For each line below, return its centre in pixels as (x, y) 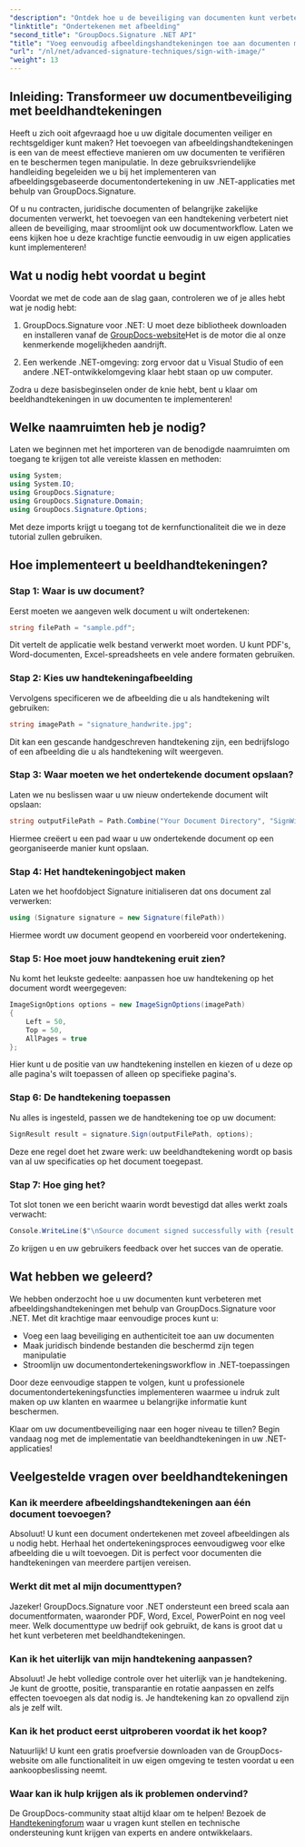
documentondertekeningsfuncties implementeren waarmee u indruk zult (144, 1391)
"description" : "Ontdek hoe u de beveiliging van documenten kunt (138, 18)
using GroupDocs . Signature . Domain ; (77, 501)
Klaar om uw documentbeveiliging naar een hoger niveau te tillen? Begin (145, 1429)
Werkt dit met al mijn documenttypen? (96, 1586)
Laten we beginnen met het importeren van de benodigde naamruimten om (150, 449)
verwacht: (28, 1214)
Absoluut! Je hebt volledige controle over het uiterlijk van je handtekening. (148, 1678)
